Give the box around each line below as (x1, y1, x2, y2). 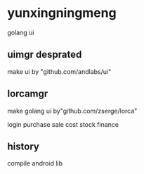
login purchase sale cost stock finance (7, 120, 119, 128)
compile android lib (7, 159, 63, 168)
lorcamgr (7, 88, 48, 100)
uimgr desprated (7, 49, 82, 61)
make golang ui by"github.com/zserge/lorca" (7, 106, 138, 115)
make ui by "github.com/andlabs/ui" (7, 67, 112, 75)
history (7, 140, 40, 152)
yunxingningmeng (7, 5, 117, 21)
